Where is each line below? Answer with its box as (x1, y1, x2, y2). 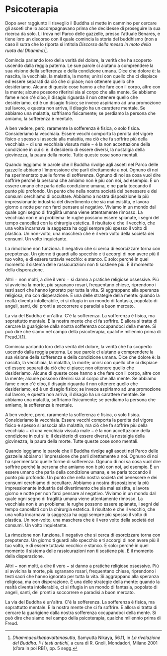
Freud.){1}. (5, 334, 27, 340)
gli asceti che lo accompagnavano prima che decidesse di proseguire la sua (5, 25, 161, 31)
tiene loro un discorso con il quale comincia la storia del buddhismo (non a (5, 36, 158, 42)
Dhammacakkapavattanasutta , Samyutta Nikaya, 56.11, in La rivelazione (12, 635, 161, 641)
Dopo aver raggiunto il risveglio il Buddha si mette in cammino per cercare (5, 20, 157, 26)
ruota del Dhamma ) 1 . (5, 46, 48, 53)
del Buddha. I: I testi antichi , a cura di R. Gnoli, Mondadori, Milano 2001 (12, 640, 158, 646)
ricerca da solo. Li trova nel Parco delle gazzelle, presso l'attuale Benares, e (5, 30, 161, 36)
